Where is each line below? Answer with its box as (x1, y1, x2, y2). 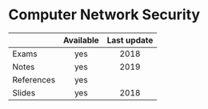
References (12, 74, 56, 85)
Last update (106, 34, 154, 46)
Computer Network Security (8, 6, 201, 24)
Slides (12, 87, 36, 98)
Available (62, 34, 100, 46)
